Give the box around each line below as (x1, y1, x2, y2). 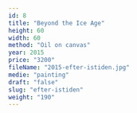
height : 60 (8, 26, 45, 34)
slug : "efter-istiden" (8, 85, 84, 94)
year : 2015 (8, 49, 45, 56)
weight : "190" (8, 93, 56, 101)
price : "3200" (8, 56, 56, 64)
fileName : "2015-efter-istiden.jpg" (8, 64, 130, 72)
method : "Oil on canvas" (8, 41, 91, 49)
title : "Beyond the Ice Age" (8, 19, 105, 27)
